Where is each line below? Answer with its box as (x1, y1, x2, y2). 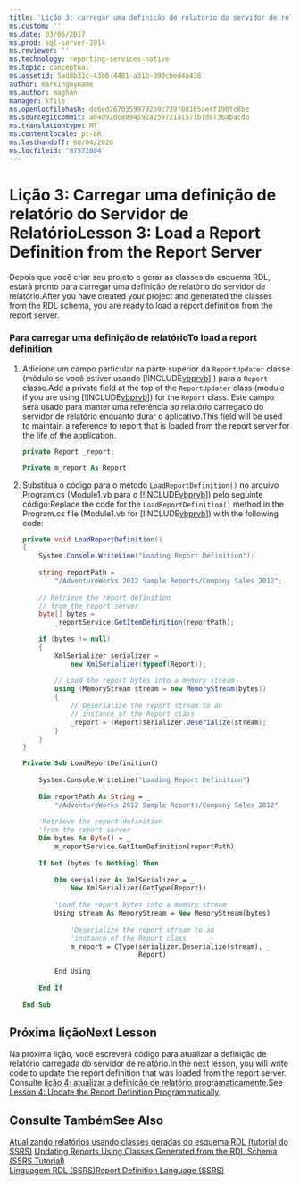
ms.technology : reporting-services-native (9, 55, 170, 64)
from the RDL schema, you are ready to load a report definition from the (9, 300, 273, 311)
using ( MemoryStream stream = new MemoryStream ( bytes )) (54, 685, 267, 694)
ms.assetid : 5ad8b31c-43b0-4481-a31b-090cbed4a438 (9, 72, 202, 81)
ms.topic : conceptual (9, 64, 90, 72)
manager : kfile (9, 96, 66, 106)
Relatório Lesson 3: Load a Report (9, 223, 261, 243)
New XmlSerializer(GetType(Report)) (70, 883, 207, 893)
